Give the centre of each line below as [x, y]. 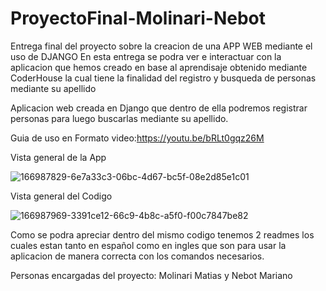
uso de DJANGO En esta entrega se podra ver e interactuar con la [146, 56]
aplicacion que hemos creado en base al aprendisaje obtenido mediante [159, 67]
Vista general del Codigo [61, 196]
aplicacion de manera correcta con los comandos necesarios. [137, 256]
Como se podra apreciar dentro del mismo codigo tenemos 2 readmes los [162, 234]
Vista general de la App [58, 157]
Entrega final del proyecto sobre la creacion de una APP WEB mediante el [161, 46]
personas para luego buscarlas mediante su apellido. [119, 118]
